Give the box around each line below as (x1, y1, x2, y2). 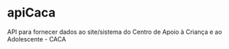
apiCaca (7, 5, 56, 21)
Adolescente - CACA (7, 35, 66, 43)
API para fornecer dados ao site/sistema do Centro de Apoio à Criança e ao (7, 28, 223, 36)
